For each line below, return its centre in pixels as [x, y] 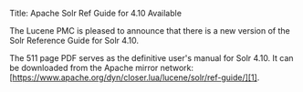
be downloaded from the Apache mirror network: [102, 68]
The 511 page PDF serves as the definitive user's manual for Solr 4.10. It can [151, 58]
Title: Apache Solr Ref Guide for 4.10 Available [96, 13]
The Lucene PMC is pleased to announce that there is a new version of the [150, 31]
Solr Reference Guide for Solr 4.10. [74, 41]
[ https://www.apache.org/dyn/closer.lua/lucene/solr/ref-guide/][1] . [135, 77]
